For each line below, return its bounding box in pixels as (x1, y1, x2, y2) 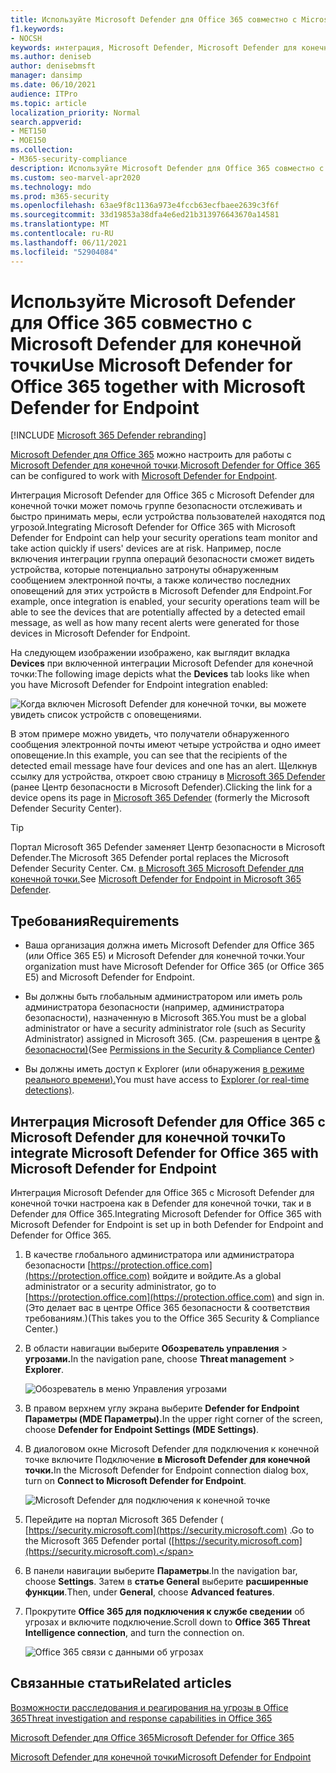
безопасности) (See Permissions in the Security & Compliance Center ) (24, 1044, 316, 1056)
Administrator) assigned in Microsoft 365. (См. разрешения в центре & (24, 1033, 321, 1045)
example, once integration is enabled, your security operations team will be (10, 596, 320, 608)
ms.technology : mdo (10, 182, 92, 192)
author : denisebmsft (10, 61, 97, 71)
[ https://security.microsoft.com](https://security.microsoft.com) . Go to (24, 1524, 315, 1536)
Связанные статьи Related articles (10, 1675, 232, 1692)
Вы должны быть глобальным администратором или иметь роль (24, 991, 303, 1003)
